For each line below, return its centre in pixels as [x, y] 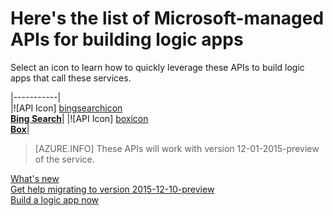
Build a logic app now [55, 199]
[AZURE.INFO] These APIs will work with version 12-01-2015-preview [177, 148]
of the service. [64, 159]
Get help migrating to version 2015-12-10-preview [112, 189]
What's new [35, 178]
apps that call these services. [71, 78]
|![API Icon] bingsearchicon [66, 108]
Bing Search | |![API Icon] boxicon [79, 118]
